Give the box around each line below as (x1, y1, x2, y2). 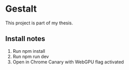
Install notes (5, 34, 45, 43)
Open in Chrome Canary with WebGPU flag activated (12, 59, 124, 65)
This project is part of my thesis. (5, 20, 73, 26)
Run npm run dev (12, 53, 49, 59)
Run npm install (12, 48, 45, 54)
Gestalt (5, 3, 37, 15)
